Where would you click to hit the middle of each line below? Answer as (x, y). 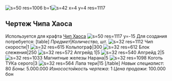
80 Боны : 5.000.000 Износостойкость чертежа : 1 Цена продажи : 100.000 (85, 68)
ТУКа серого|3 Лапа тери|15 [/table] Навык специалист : (85, 63)
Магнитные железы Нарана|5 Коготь (103, 58)
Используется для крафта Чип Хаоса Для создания (86, 36)
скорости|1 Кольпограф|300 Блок (78, 47)
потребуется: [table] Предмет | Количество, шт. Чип (79, 41)
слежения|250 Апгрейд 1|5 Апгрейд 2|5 (85, 52)
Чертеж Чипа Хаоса (39, 24)
